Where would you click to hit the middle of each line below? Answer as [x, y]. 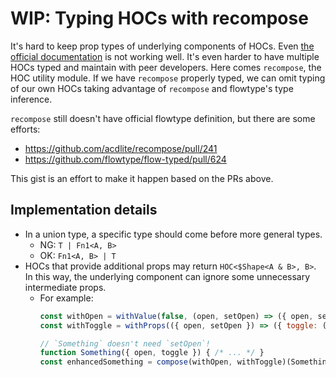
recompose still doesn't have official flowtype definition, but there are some [163, 118]
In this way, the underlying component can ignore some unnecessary [167, 276]
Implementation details [84, 210]
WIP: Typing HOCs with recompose [159, 18]
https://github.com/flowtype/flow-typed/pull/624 [125, 159]
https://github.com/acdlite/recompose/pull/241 [121, 148]
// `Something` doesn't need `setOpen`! [125, 343]
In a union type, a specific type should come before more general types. [173, 234]
